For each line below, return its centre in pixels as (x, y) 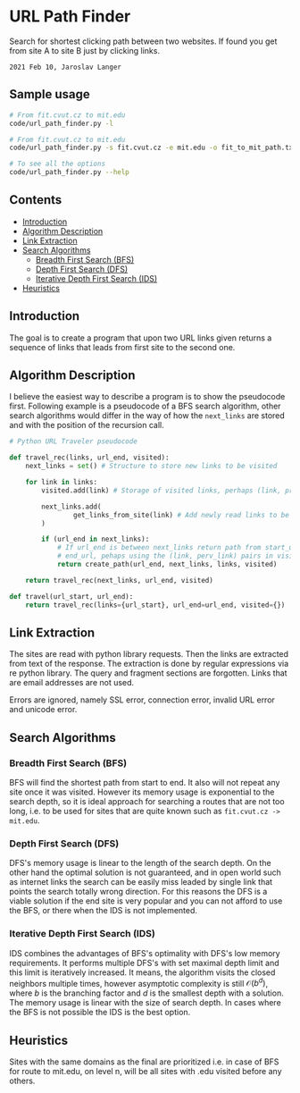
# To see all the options (57, 164)
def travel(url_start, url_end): (71, 596)
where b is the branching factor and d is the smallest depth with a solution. (146, 993)
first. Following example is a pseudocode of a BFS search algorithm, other (145, 406)
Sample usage (50, 94)
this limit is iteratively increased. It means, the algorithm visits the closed (142, 972)
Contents (36, 200)
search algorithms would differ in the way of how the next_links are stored (147, 416)
